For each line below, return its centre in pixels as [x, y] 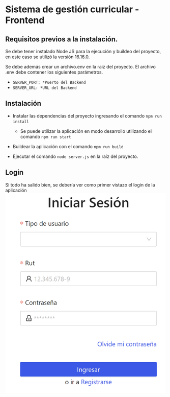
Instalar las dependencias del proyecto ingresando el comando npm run [87, 115]
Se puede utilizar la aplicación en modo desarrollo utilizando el [86, 131]
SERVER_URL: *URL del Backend [45, 88]
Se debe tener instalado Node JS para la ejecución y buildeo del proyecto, [83, 51]
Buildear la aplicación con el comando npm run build [68, 146]
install [21, 122]
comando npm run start [46, 136]
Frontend [25, 20]
